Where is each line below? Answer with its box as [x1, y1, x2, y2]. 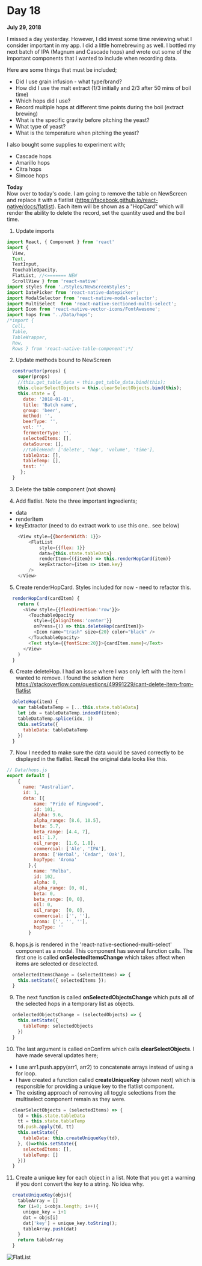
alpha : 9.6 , [33, 812, 64, 818]
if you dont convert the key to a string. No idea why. [15, 1180, 144, 1188]
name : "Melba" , [33, 868, 72, 874]
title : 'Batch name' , [22, 402, 78, 408]
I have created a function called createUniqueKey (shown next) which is [15, 1076, 196, 1083]
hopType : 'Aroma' [33, 857, 78, 863]
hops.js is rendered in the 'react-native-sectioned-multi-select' [15, 941, 172, 948]
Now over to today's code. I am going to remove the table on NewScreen [7, 189, 188, 197]
